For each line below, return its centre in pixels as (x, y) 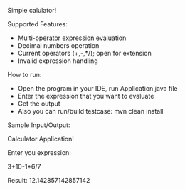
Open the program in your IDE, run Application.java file (97, 88)
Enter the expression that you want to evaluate (86, 96)
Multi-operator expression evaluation (72, 38)
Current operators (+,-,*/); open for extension (84, 53)
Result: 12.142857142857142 (49, 180)
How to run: (25, 75)
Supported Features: (37, 24)
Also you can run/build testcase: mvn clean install (90, 111)
